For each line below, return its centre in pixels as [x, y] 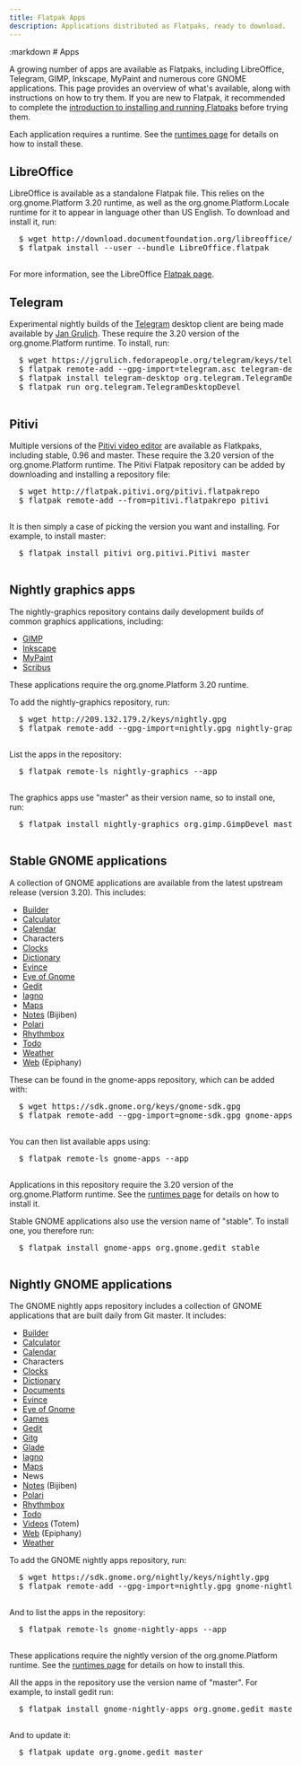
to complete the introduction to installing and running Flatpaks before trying [149, 107]
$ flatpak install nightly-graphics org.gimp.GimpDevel [144, 824]
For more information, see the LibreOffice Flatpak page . [112, 274]
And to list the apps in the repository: [77, 1612]
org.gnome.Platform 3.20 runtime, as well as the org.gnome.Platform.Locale [149, 203]
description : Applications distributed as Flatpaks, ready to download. [148, 26]
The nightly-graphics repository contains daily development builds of [137, 611]
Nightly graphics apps [73, 590]
